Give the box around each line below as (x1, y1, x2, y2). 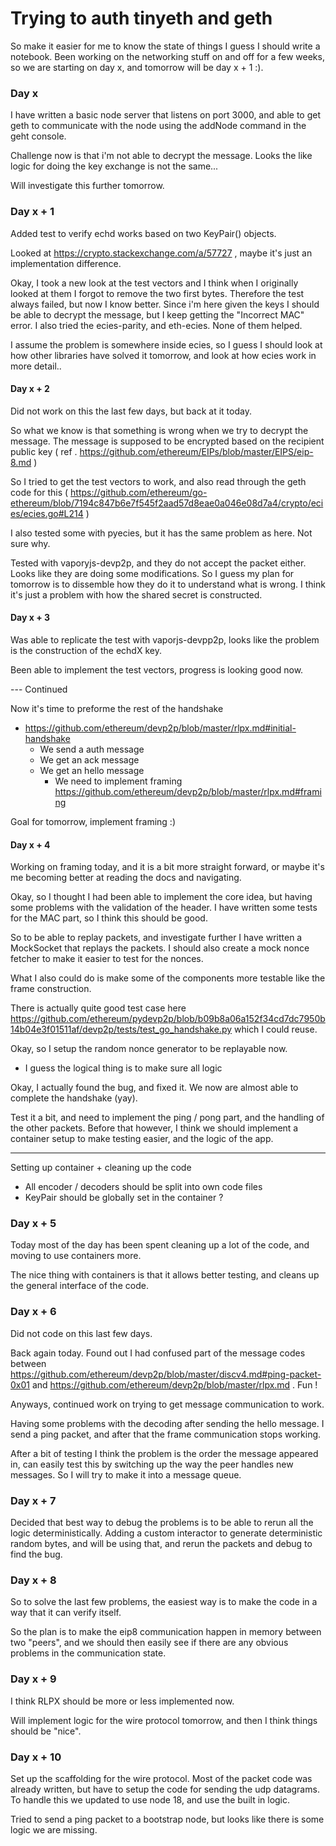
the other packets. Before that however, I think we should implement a (10, 1122, 299, 1134)
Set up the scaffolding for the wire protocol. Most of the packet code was (10, 1772, 313, 1784)
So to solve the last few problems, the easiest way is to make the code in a (10, 1596, 318, 1608)
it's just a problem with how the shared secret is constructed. (10, 588, 263, 601)
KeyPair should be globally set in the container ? (24, 1192, 224, 1204)
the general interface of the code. (10, 1280, 149, 1292)
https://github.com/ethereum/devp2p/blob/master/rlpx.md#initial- (24, 722, 297, 734)
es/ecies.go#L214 (10, 507, 84, 519)
